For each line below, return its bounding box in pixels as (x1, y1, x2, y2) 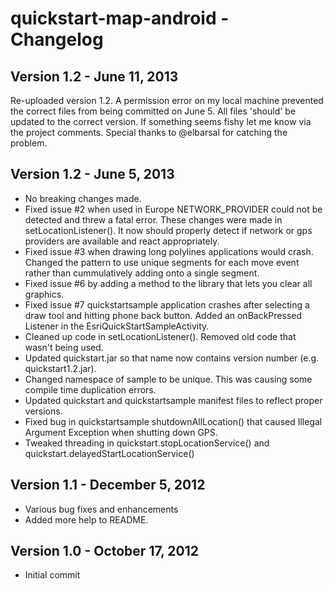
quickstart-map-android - (10, 7, 230, 30)
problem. (10, 137, 48, 149)
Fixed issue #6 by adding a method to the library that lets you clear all (24, 277, 313, 289)
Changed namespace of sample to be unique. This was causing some (24, 373, 313, 385)
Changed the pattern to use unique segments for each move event (24, 256, 300, 268)
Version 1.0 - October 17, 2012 (10, 543, 200, 560)
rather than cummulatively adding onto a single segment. (24, 267, 260, 279)
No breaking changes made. (24, 192, 142, 204)
